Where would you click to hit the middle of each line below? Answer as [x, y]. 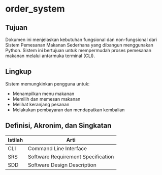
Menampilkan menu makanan [43, 94]
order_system [35, 9]
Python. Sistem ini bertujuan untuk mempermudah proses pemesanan [78, 50]
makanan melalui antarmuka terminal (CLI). [50, 56]
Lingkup [19, 72]
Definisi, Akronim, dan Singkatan [58, 126]
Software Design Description [62, 165]
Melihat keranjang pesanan [41, 104]
